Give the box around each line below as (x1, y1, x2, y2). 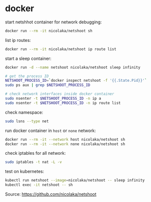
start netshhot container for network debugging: (5, 19, 102, 25)
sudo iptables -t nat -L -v (5, 160, 62, 165)
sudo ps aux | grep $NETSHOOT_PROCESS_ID (5, 83, 91, 88)
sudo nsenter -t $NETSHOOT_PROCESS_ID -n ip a (5, 96, 101, 101)
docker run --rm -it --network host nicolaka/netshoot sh (5, 137, 125, 142)
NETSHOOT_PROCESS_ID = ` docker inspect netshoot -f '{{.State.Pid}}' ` (5, 78, 147, 83)
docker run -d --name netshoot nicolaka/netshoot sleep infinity (5, 65, 140, 70)
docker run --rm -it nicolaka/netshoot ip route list (5, 47, 117, 52)
